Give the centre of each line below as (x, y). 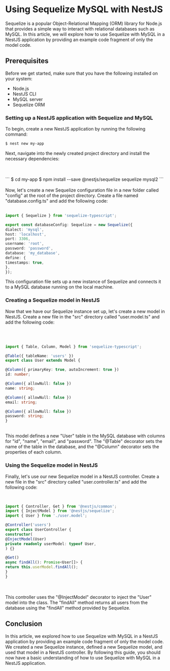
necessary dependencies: (32, 158)
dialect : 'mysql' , (25, 230)
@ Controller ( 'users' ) (28, 525)
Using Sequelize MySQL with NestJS (84, 9)
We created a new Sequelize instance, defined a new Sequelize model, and (84, 647)
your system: (19, 78)
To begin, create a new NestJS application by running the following (75, 129)
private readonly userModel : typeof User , (51, 544)
